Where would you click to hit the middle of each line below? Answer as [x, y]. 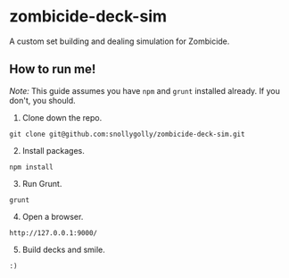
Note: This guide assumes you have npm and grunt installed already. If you [145, 90]
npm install [31, 167]
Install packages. [53, 150]
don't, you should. [42, 100]
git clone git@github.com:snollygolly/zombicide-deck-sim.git [127, 134]
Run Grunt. [42, 183]
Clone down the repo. [62, 117]
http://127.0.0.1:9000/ [54, 233]
